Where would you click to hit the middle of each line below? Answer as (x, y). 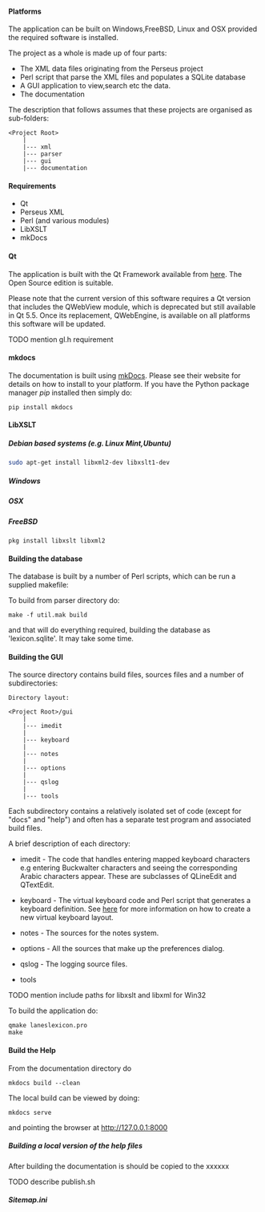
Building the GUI (36, 657)
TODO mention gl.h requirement (61, 339)
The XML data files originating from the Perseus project (112, 69)
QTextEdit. (37, 885)
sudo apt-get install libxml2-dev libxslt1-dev (89, 463)
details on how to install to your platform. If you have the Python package (129, 384)
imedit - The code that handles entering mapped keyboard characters (135, 860)
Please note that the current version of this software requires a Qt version (129, 298)
